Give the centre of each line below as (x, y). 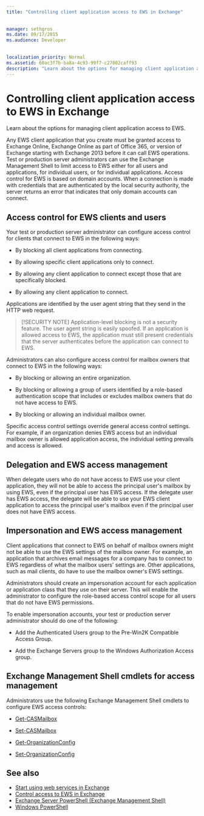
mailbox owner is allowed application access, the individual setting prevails (100, 439)
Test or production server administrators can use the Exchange (85, 159)
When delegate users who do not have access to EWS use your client (93, 479)
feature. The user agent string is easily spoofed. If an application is (105, 328)
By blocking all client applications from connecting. (79, 251)
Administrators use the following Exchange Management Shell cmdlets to (98, 700)
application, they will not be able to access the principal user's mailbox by (99, 486)
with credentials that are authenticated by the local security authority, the (98, 185)
